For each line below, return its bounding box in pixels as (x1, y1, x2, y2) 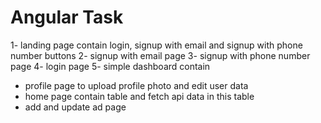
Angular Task (10, 6, 124, 29)
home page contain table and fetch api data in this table (24, 90, 255, 102)
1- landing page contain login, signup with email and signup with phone (10, 39, 303, 51)
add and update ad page (24, 101, 127, 113)
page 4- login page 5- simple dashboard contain (10, 60, 211, 72)
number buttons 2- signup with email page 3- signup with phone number (10, 49, 311, 61)
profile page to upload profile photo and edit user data (24, 79, 249, 91)
